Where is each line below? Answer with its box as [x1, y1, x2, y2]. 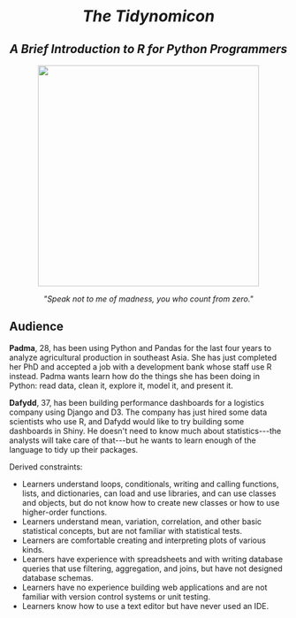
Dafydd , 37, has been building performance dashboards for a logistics [9, 397, 265, 408]
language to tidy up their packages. [9, 444, 139, 454]
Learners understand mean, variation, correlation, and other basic [21, 515, 262, 527]
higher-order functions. [21, 507, 108, 517]
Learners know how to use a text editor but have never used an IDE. [21, 600, 269, 611]
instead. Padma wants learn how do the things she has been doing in [9, 370, 261, 381]
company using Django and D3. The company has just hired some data [9, 407, 268, 417]
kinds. [21, 544, 45, 554]
